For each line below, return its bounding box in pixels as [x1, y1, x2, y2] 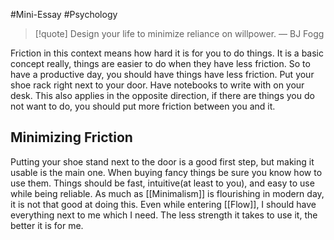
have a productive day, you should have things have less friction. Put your [10, 69, 315, 80]
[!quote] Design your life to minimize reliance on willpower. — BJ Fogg [34, 28, 325, 39]
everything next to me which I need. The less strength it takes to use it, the [10, 209, 318, 221]
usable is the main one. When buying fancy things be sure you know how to [10, 166, 323, 178]
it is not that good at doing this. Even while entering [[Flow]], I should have [10, 198, 317, 210]
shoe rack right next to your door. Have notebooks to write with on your [10, 79, 305, 91]
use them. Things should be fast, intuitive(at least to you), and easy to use [10, 177, 315, 189]
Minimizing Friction [10, 129, 133, 146]
